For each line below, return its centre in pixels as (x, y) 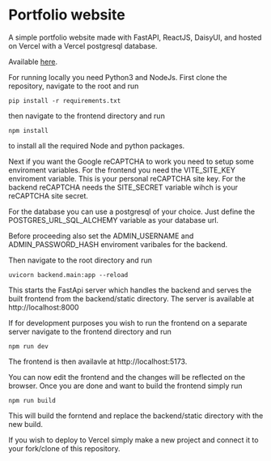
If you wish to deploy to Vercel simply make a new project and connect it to (133, 440)
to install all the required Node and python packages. (97, 145)
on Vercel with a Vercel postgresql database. (83, 45)
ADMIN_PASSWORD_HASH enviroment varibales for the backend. (118, 244)
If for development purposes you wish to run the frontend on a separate (128, 322)
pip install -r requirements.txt (65, 100)
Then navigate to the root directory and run (80, 260)
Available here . (33, 62)
